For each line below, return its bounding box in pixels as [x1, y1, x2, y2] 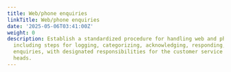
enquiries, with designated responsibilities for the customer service [13, 49, 223, 56]
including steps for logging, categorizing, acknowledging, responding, [13, 42, 226, 49]
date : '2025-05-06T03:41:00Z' [7, 23, 94, 29]
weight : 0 [7, 29, 36, 36]
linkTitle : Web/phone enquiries [7, 16, 100, 23]
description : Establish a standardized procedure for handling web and [7, 36, 217, 43]
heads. [13, 55, 32, 62]
